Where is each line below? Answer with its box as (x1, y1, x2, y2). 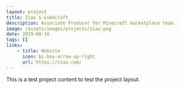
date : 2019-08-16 (6, 31, 50, 37)
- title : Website (17, 48, 61, 54)
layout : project (6, 8, 47, 15)
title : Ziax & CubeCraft (6, 14, 69, 20)
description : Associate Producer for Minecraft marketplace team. (6, 20, 176, 26)
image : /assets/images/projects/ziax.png (6, 25, 112, 32)
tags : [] (6, 37, 28, 43)
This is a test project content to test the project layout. (6, 76, 140, 83)
